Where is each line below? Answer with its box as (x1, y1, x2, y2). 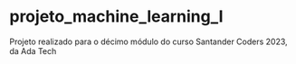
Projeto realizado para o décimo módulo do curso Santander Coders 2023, (9, 36, 288, 47)
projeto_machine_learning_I (9, 6, 224, 27)
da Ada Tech (9, 45, 57, 56)
